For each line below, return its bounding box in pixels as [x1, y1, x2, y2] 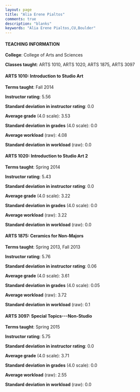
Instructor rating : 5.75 [5, 334, 51, 339]
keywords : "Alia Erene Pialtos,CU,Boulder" [5, 26, 96, 31]
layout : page [5, 7, 32, 12]
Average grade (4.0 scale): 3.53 [5, 112, 70, 119]
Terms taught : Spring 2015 [5, 324, 60, 330]
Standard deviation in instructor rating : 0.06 [5, 263, 97, 269]
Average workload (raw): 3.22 [5, 212, 68, 218]
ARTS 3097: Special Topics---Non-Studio [5, 313, 92, 319]
